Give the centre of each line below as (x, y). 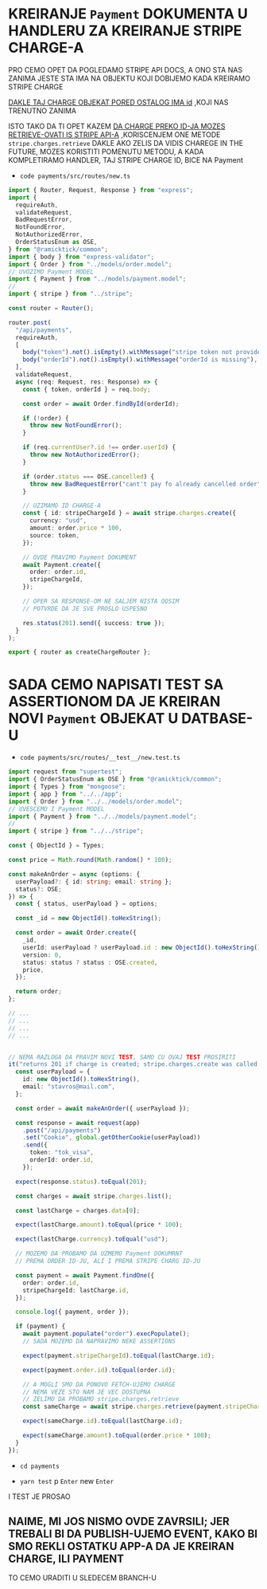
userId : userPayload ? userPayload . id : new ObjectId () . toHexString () (142, 947)
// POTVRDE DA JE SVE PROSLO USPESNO (85, 608)
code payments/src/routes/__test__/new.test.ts (100, 758)
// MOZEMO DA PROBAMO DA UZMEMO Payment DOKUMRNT (99, 1254)
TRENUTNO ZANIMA (43, 110)
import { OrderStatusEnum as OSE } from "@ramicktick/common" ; (115, 779)
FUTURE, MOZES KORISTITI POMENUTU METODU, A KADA (106, 151)
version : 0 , (42, 955)
